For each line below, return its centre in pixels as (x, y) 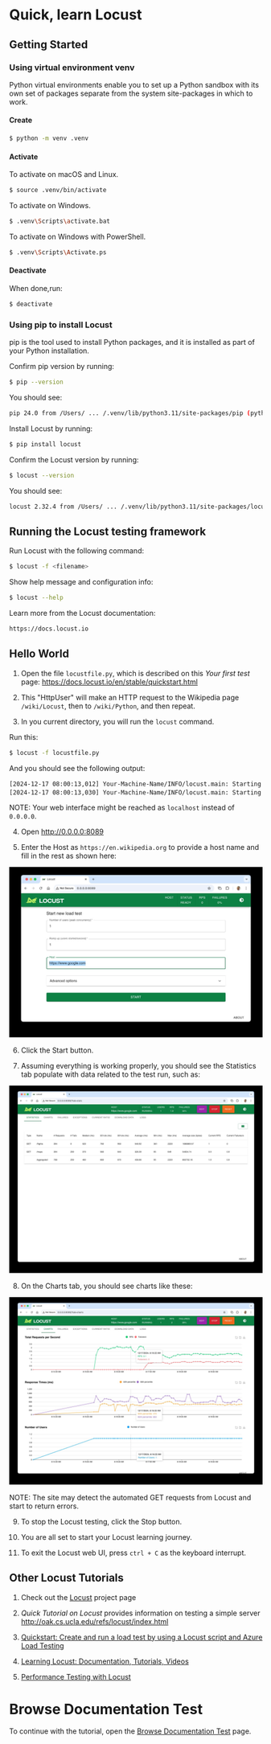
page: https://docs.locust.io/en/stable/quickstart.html (109, 682)
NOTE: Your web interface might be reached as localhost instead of (122, 808)
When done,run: (36, 288)
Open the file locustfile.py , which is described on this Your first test (135, 673)
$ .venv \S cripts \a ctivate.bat (60, 222)
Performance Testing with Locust (76, 1676)
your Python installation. (49, 351)
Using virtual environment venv (72, 68)
